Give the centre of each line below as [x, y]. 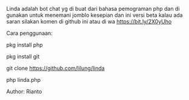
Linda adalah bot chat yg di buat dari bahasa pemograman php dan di [93, 9]
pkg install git [23, 56]
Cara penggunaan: [29, 33]
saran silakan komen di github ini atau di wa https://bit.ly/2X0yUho [89, 21]
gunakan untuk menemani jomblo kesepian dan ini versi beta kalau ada [94, 15]
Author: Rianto [24, 92]
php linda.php [24, 80]
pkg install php [25, 45]
